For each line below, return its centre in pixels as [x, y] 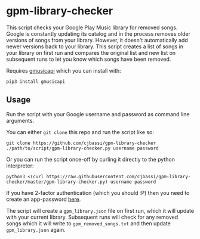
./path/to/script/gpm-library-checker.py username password [83, 148]
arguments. [20, 120]
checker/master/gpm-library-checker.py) [57, 182]
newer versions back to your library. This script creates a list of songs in [95, 46]
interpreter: [20, 166]
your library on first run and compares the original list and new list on [91, 52]
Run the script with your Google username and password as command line [98, 114]
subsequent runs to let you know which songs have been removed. [89, 59]
